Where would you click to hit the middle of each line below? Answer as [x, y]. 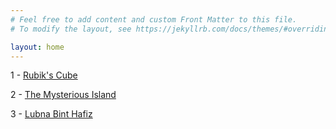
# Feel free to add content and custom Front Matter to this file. [154, 19]
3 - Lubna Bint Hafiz [51, 114]
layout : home [37, 47]
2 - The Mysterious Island [63, 95]
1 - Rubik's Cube [44, 75]
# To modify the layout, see [71, 29]
